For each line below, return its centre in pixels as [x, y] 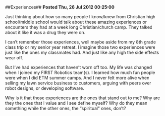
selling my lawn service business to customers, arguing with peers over [78, 83]
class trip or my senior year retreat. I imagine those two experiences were [80, 47]
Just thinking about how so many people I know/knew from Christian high [80, 17]
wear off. [14, 58]
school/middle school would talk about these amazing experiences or [76, 22]
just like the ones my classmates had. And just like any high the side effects [82, 52]
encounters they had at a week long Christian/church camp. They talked [79, 27]
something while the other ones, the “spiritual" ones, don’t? [66, 108]
